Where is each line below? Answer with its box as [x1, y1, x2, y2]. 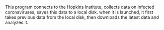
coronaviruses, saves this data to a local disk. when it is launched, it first [5, 9, 153, 15]
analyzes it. [5, 19, 29, 25]
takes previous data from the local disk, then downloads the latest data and [5, 15, 159, 20]
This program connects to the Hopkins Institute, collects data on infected [5, 4, 155, 10]
